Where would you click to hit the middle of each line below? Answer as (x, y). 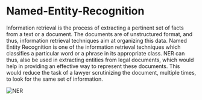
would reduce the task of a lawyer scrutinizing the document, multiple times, (101, 72)
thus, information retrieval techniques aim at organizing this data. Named (97, 40)
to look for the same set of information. (55, 79)
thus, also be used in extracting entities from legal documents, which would (100, 60)
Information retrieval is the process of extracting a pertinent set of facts (95, 28)
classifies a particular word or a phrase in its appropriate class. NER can (96, 53)
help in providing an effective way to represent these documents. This (93, 66)
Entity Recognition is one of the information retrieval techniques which (93, 47)
